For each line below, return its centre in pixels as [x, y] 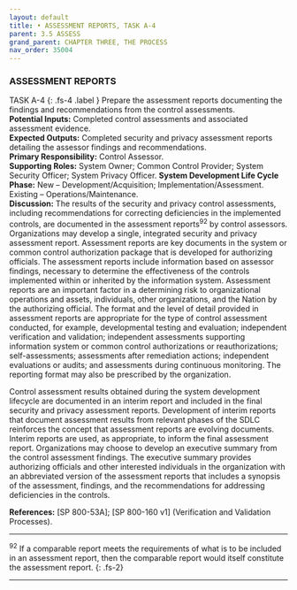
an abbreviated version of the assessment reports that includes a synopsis [145, 476]
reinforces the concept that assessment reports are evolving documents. [142, 429]
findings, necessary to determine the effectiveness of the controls [129, 272]
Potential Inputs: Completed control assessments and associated [129, 119]
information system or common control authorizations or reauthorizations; [144, 347]
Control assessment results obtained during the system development [135, 392]
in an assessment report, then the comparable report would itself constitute [147, 557]
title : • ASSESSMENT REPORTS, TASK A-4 [83, 26]
